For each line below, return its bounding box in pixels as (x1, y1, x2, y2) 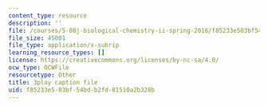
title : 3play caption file (8, 78, 98, 86)
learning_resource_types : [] (8, 49, 105, 57)
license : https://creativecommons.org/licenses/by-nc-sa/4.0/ (8, 57, 219, 65)
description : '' (8, 19, 62, 27)
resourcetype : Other (8, 71, 77, 79)
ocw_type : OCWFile (8, 64, 69, 72)
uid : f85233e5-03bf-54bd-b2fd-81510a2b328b (8, 85, 156, 94)
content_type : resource (8, 11, 88, 20)
